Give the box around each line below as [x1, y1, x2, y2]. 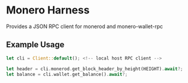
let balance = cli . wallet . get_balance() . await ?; [6, 71, 128, 77]
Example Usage [6, 40, 65, 50]
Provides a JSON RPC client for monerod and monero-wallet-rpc [6, 23, 163, 30]
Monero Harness [6, 4, 90, 17]
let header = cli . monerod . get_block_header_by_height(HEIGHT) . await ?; [6, 65, 183, 72]
